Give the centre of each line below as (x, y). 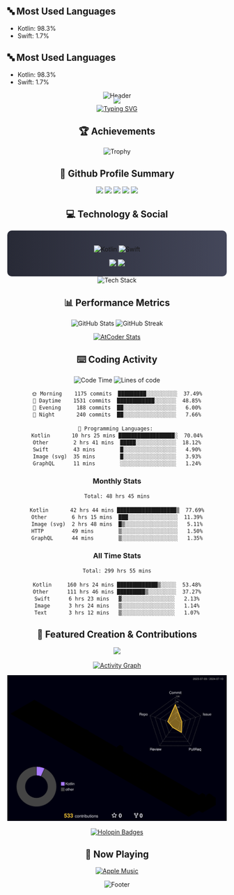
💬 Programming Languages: (115, 429)
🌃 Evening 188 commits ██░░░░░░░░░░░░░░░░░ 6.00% (117, 408)
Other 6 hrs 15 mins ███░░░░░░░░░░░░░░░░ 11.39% (117, 517)
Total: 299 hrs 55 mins (117, 571)
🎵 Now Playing (117, 854)
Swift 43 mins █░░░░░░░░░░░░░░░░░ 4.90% (117, 450)
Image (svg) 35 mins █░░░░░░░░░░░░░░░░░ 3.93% (117, 457)
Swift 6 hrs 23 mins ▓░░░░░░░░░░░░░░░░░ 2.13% (117, 599)
